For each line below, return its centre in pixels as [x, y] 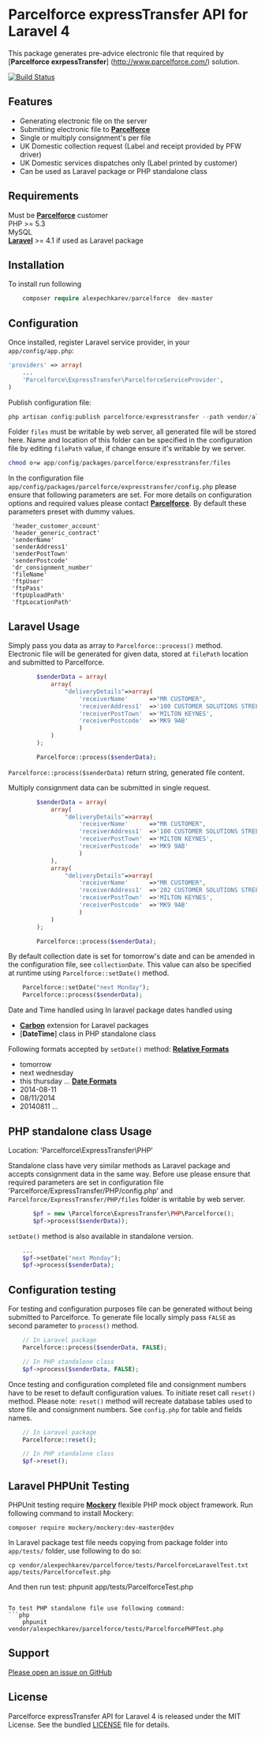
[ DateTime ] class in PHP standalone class [88, 1034]
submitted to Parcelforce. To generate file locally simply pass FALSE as [122, 1317]
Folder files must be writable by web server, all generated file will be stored [132, 431]
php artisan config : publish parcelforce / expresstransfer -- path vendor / [130, 416]
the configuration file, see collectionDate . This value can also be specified [130, 965]
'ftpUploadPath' [38, 595]
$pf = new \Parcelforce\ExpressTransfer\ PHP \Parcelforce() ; [134, 1213]
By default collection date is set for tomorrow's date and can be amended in [132, 956]
